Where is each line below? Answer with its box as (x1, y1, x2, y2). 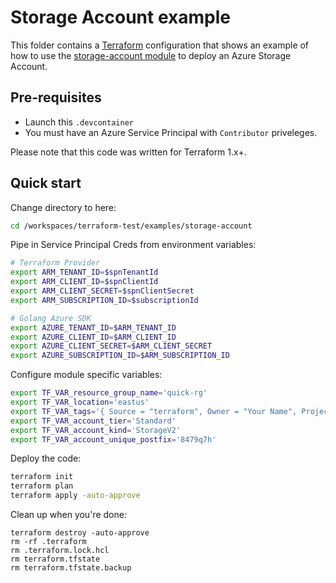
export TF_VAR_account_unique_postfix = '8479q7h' (10, 434, 217, 445)
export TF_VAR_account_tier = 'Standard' (10, 416, 177, 426)
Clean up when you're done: (10, 509, 127, 521)
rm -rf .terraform (10, 537, 87, 547)
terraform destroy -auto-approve (10, 528, 150, 538)
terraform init (10, 472, 74, 482)
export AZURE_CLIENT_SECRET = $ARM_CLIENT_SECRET (10, 341, 213, 351)
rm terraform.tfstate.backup (10, 563, 132, 573)
